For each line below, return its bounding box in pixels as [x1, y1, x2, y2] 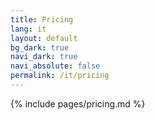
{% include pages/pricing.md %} [10, 97, 146, 110]
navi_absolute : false [10, 61, 101, 71]
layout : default [10, 33, 78, 43]
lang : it [10, 24, 47, 34]
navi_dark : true [10, 52, 78, 62]
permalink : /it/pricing [10, 71, 110, 81]
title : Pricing [10, 14, 74, 25]
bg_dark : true [10, 42, 70, 53]
